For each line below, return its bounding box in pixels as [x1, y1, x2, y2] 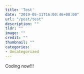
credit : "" [5, 35, 28, 40]
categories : [5, 44, 30, 49]
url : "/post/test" [5, 16, 43, 21]
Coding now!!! [5, 63, 34, 69]
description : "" [5, 21, 39, 26]
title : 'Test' [5, 7, 35, 12]
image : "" [5, 30, 26, 35]
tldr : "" [5, 26, 23, 31]
